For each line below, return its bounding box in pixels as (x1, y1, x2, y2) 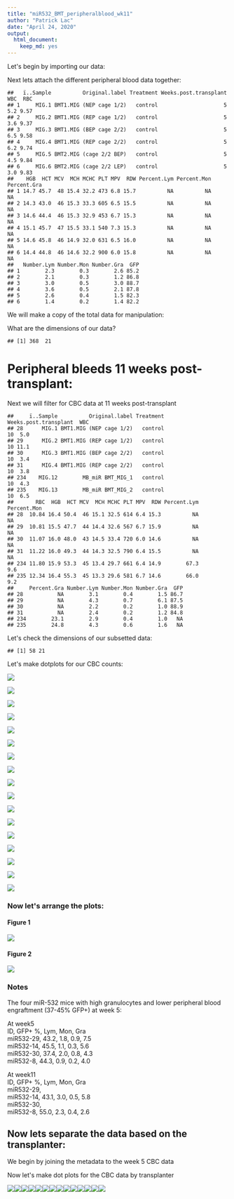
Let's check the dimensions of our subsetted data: (7, 633, 153, 642)
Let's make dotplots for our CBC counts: (7, 659, 124, 668)
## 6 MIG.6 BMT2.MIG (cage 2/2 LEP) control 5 (7, 163, 228, 170)
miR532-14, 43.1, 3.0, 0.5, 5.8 (7, 1092, 91, 1101)
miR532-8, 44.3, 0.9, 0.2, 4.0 (7, 1056, 91, 1065)
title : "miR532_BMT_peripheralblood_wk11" (7, 10, 133, 18)
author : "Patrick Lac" (7, 17, 74, 24)
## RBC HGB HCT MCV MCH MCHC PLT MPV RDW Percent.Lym (7, 498, 199, 505)
